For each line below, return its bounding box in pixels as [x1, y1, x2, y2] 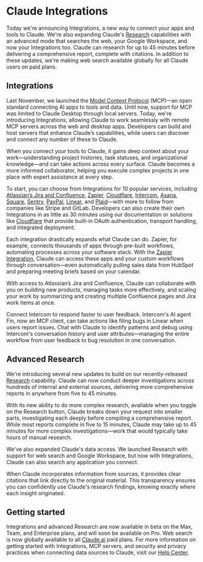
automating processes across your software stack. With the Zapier [6, 248, 173, 256]
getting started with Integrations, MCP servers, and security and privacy [6, 543, 187, 550]
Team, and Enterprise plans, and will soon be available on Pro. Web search [6, 530, 193, 537]
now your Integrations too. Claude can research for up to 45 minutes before [6, 44, 195, 51]
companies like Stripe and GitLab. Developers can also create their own [6, 204, 185, 211]
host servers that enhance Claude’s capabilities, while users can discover [6, 129, 190, 136]
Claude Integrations [6, 4, 108, 18]
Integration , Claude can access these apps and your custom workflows [6, 255, 184, 262]
